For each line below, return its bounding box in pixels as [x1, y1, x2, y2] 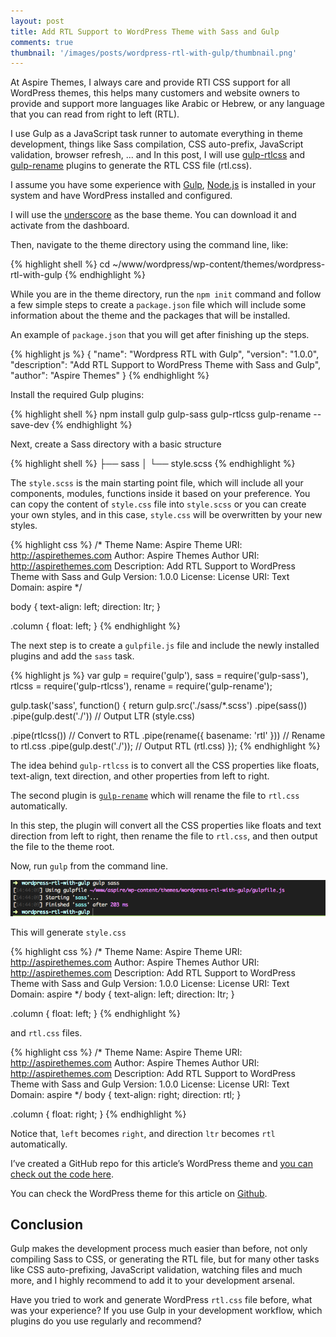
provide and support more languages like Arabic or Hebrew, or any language [10, 98, 325, 110]
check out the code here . [10, 1168, 114, 1180]
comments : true [10, 37, 74, 47]
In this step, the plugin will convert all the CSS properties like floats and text [10, 820, 322, 832]
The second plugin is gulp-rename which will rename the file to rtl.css [10, 790, 300, 802]
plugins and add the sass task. [10, 650, 135, 662]
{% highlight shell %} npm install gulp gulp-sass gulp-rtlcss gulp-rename [10, 408, 312, 420]
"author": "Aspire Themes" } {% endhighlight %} [10, 370, 210, 382]
